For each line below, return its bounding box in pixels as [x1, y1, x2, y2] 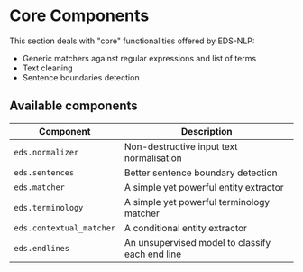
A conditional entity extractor [124, 221, 248, 234]
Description [180, 125, 233, 137]
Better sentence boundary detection [124, 166, 278, 179]
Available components [9, 98, 138, 114]
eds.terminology [14, 202, 84, 212]
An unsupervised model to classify [124, 236, 271, 249]
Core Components [9, 5, 150, 26]
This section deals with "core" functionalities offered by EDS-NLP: [9, 35, 255, 46]
